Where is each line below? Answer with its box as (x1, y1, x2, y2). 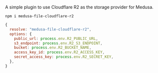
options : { (9, 32, 32, 36)
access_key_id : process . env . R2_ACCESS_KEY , (14, 50, 105, 55)
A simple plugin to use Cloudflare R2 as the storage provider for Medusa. (5, 4, 154, 10)
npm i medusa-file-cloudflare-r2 (5, 14, 74, 19)
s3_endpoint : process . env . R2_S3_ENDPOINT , (14, 40, 103, 46)
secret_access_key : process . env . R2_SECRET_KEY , (14, 54, 114, 60)
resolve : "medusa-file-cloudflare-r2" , (9, 27, 92, 32)
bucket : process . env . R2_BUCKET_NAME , (14, 45, 92, 50)
